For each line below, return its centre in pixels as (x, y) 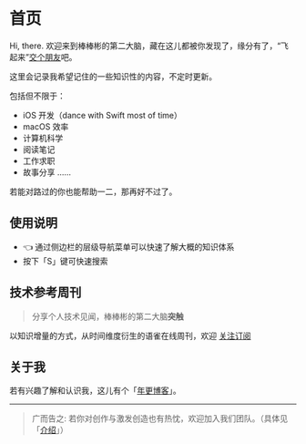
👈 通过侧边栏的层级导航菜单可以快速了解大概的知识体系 (128, 246)
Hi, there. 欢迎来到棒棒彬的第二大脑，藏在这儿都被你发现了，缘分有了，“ (145, 46)
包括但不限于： (37, 96)
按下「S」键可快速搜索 (65, 261)
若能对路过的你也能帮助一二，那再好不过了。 (93, 191)
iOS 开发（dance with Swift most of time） (102, 115)
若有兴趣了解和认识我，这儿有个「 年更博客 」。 (95, 391)
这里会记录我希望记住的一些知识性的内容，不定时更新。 (113, 76)
